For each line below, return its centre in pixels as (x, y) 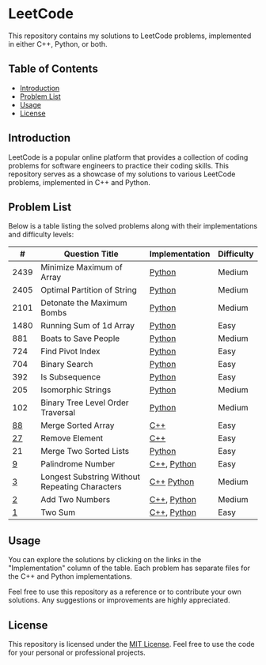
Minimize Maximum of (82, 267)
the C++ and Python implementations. (70, 576)
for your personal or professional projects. (77, 652)
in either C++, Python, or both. (58, 43)
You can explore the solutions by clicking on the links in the (105, 560)
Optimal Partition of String (89, 290)
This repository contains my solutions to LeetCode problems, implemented (130, 36)
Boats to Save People (80, 338)
